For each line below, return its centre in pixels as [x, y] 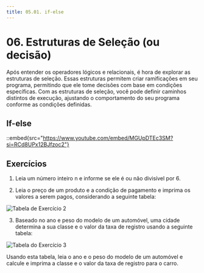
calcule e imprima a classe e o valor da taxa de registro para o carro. [92, 263]
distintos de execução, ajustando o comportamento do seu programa [93, 97]
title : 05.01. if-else [35, 12]
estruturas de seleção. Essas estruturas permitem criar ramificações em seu [102, 78]
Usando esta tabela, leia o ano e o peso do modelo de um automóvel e [95, 257]
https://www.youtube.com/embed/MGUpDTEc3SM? [108, 138]
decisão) [29, 55]
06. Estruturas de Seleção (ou [83, 42]
